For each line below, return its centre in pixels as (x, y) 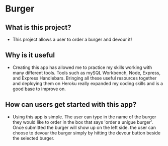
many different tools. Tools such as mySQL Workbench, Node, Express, (87, 72)
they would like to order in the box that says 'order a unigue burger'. (83, 122)
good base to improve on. (39, 89)
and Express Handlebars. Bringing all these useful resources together (85, 78)
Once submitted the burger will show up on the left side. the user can (84, 127)
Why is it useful (30, 55)
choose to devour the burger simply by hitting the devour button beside (87, 133)
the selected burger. (33, 138)
